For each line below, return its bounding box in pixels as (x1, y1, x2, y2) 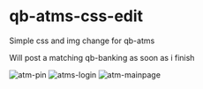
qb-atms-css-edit (9, 6, 144, 26)
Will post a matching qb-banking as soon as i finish (9, 52, 195, 63)
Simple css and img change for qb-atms (9, 35, 155, 46)
